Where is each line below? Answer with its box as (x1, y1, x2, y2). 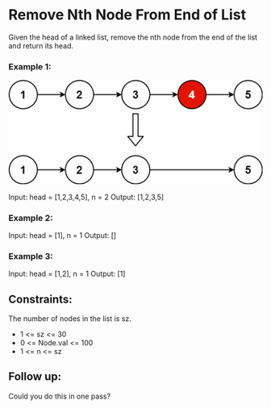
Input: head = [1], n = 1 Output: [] (8, 230, 117, 240)
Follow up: (8, 369, 62, 384)
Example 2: (8, 212, 53, 223)
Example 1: (8, 61, 52, 72)
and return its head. (8, 40, 74, 50)
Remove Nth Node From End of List (8, 6, 247, 24)
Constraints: (8, 292, 73, 306)
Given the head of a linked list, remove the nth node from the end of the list (8, 32, 258, 42)
